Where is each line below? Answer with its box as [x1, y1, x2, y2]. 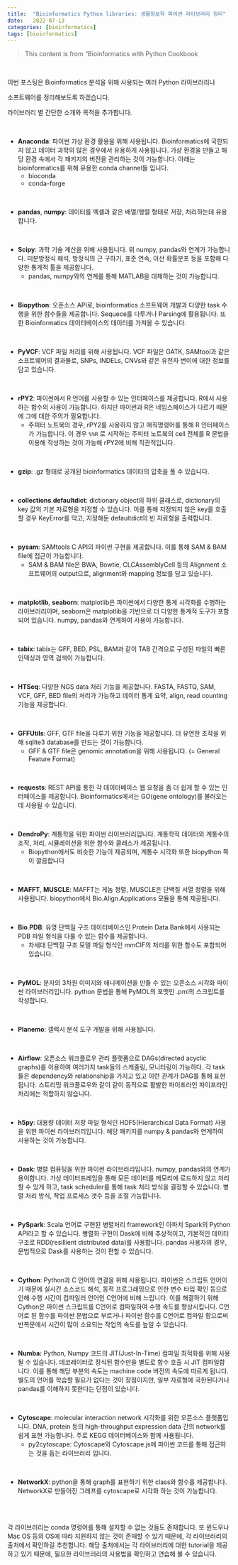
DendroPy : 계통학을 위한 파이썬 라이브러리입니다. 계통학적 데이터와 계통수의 [17, 830, 229, 839]
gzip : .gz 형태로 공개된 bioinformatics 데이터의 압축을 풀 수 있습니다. [17, 467, 210, 476]
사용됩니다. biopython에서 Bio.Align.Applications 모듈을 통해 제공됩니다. [17, 894, 221, 903]
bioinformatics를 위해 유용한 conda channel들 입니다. [17, 164, 169, 173]
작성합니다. [17, 996, 49, 1005]
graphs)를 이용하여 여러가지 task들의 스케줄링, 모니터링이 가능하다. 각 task [17, 1063, 225, 1071]
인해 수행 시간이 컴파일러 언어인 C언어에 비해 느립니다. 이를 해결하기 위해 [17, 1294, 219, 1302]
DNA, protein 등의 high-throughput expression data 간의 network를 [33, 1422, 226, 1431]
